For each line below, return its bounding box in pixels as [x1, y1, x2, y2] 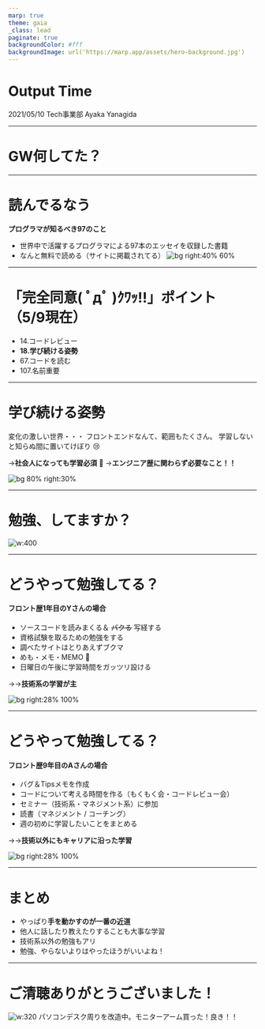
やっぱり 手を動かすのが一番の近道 [19, 917, 131, 926]
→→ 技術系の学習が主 [8, 679, 77, 688]
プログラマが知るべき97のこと [8, 224, 106, 233]
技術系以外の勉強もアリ [19, 937, 96, 946]
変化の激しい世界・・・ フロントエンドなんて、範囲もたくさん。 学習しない [8, 432, 254, 441]
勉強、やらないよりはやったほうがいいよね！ [19, 946, 165, 956]
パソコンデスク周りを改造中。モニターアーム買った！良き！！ [38, 1012, 238, 1022]
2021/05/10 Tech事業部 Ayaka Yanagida [8, 109, 137, 119]
